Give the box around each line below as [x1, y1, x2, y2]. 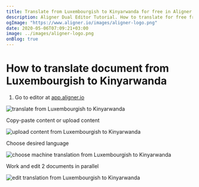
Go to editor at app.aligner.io [14, 93, 85, 101]
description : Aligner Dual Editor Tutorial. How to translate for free [6, 14, 187, 20]
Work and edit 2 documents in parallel [6, 162, 99, 169]
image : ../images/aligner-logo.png [6, 31, 94, 37]
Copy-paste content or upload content [6, 117, 100, 124]
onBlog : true [6, 36, 38, 42]
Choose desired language [6, 140, 69, 147]
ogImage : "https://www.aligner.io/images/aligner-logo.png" [6, 20, 158, 25]
